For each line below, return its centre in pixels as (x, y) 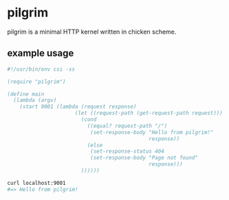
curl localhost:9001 (37, 183)
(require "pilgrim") (37, 81)
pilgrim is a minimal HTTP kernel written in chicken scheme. (92, 32)
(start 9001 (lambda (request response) (78, 107)
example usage (41, 53)
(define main (26, 94)
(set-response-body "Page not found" (144, 158)
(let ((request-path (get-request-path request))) (149, 113)
